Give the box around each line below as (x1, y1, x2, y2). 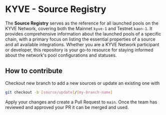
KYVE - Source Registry (5, 4, 106, 15)
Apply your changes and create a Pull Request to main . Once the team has (5, 99, 157, 105)
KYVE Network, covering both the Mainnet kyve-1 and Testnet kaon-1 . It (5, 25, 152, 31)
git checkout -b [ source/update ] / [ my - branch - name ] (5, 89, 113, 95)
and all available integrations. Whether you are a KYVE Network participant (5, 41, 159, 47)
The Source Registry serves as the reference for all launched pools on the (5, 20, 158, 26)
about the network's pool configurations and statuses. (5, 52, 117, 58)
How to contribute (5, 67, 63, 75)
